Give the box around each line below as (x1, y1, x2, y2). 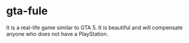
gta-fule (6, 4, 48, 18)
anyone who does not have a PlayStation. (6, 30, 109, 37)
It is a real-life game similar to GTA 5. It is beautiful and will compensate (6, 24, 183, 31)
